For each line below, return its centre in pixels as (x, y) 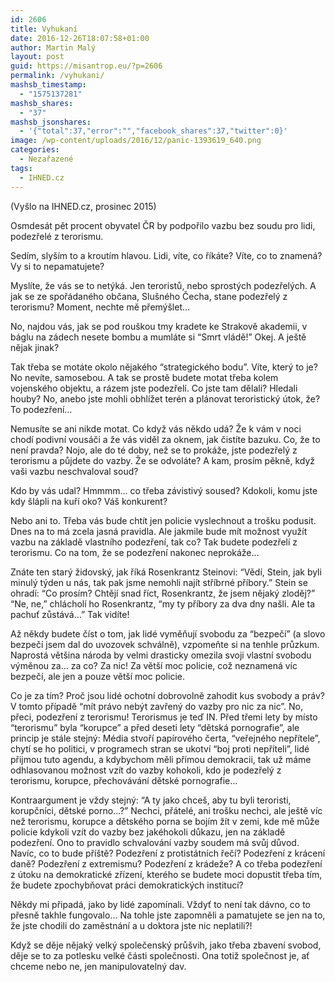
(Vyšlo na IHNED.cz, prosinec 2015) (83, 206)
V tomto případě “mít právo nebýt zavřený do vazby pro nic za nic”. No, (157, 706)
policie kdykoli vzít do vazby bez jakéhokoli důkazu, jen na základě (148, 832)
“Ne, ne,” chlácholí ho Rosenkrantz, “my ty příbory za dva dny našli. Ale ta (163, 603)
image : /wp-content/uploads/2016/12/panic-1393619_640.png (136, 141)
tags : (21, 168)
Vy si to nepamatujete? (57, 266)
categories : (35, 150)
